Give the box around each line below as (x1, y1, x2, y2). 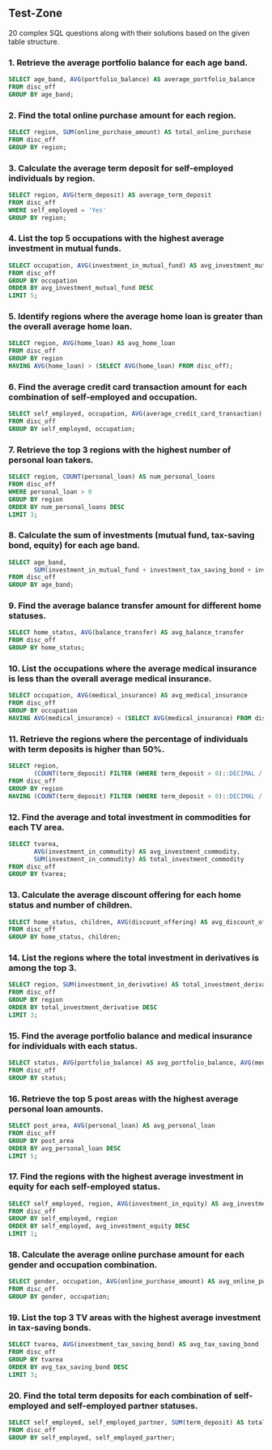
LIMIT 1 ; (8, 1230, 38, 1238)
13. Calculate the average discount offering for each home (8, 889, 241, 900)
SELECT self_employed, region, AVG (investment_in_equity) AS (8, 1199, 219, 1208)
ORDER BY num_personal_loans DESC (8, 503, 125, 511)
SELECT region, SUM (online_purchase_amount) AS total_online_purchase (8, 128, 252, 136)
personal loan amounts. (8, 1103, 104, 1115)
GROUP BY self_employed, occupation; (8, 425, 136, 433)
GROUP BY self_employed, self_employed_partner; (8, 1433, 176, 1442)
